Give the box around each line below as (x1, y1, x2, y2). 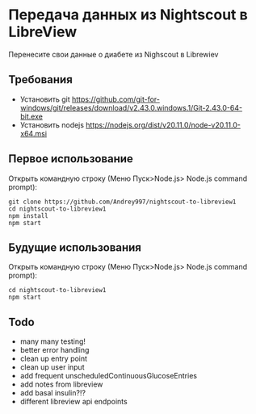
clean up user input (19, 362, 85, 372)
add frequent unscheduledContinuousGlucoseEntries (19, 371, 198, 381)
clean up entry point (19, 353, 87, 364)
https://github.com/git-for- (71, 94, 160, 104)
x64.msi (19, 128, 47, 138)
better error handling (19, 345, 90, 355)
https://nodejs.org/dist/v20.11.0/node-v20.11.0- (86, 119, 241, 130)
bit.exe (19, 111, 43, 121)
